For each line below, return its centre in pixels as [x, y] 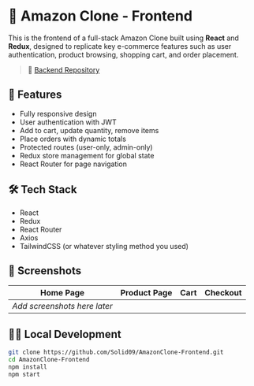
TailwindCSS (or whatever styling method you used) [104, 246]
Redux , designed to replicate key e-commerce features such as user [120, 46]
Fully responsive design [58, 113]
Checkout [223, 293]
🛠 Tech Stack [43, 189]
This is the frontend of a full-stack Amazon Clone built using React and [123, 38]
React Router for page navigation [73, 164]
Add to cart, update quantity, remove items [89, 130]
